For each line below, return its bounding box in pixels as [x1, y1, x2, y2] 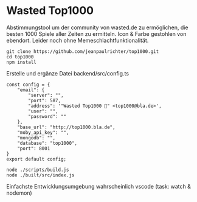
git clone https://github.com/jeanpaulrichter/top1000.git [6, 48, 159, 55]
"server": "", [28, 92, 64, 98]
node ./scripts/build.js [6, 167, 69, 173]
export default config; [6, 156, 67, 162]
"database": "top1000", [17, 140, 78, 146]
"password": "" [28, 113, 67, 119]
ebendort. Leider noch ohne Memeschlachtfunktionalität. [6, 37, 149, 44]
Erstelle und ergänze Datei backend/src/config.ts [6, 69, 130, 77]
